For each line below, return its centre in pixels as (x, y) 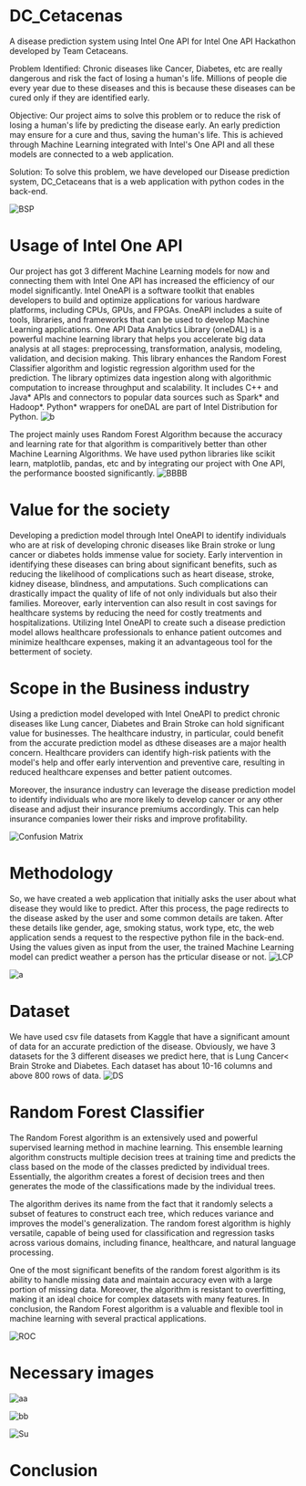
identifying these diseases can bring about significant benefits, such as (143, 564)
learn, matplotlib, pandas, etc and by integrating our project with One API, (147, 463)
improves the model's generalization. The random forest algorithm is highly (150, 1223)
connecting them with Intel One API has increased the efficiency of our (142, 280)
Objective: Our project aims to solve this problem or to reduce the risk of (145, 115)
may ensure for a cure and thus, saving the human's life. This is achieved (147, 134)
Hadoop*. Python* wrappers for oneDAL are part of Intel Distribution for (143, 406)
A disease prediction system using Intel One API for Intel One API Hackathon (153, 41)
